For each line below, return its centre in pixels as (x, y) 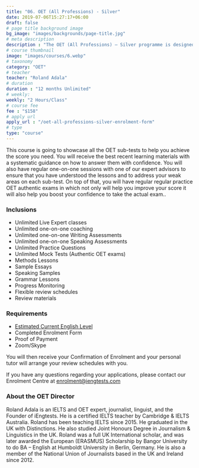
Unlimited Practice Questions (50, 248)
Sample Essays (33, 267)
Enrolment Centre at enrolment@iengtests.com (63, 381)
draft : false (22, 23)
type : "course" (25, 133)
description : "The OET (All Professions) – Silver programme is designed (100, 45)
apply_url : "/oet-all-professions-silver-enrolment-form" (81, 122)
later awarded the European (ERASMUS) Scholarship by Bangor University (97, 441)
